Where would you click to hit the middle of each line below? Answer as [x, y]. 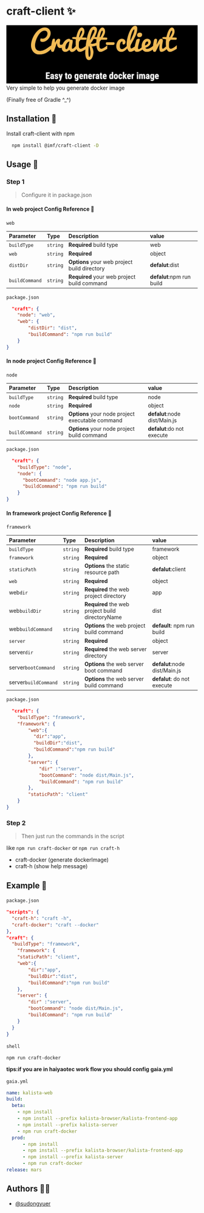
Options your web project [100, 262]
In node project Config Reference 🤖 [52, 361]
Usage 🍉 [22, 165]
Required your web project [102, 277]
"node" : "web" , [36, 315]
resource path [102, 572]
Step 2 [16, 822]
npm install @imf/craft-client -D [55, 145]
